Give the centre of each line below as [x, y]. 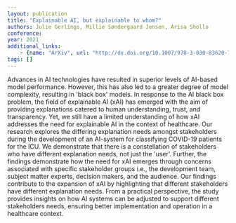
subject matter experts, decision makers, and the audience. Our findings [112, 176]
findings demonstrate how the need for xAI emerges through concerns [110, 161]
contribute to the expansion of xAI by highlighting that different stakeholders [118, 184]
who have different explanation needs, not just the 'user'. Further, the [107, 154]
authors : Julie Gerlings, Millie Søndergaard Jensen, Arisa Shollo [108, 27]
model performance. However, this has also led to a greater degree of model [118, 87]
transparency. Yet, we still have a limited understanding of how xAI [104, 116]
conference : [25, 33]
